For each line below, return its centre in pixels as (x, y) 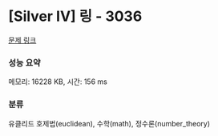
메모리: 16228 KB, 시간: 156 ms (58, 82)
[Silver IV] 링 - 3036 (75, 16)
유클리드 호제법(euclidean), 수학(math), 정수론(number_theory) (109, 123)
